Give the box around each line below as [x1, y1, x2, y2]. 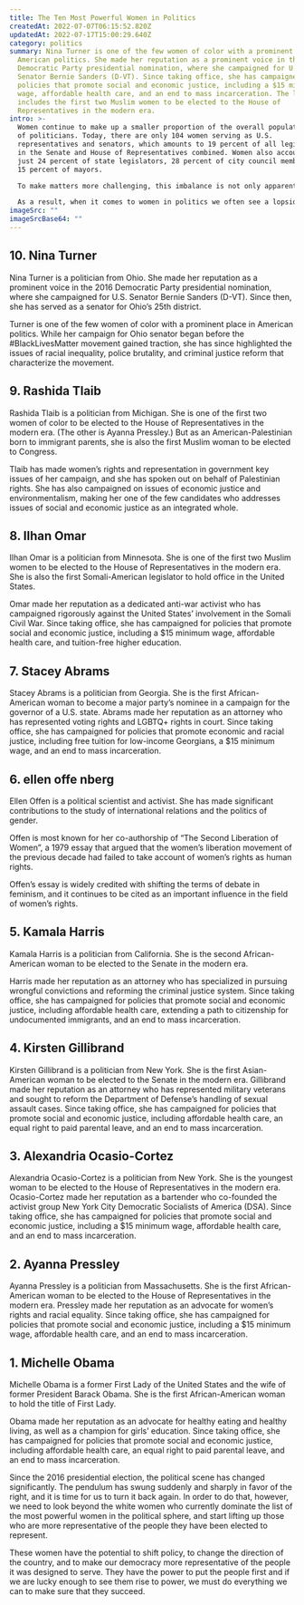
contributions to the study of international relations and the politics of [9, 805, 268, 816]
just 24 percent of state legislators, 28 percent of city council [17, 156, 278, 166]
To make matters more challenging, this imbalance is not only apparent [17, 181, 298, 190]
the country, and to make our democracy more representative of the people [9, 1557, 291, 1568]
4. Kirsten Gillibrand [9, 1040, 125, 1056]
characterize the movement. [9, 357, 115, 368]
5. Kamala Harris [9, 924, 106, 940]
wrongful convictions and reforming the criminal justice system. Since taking [9, 985, 295, 996]
